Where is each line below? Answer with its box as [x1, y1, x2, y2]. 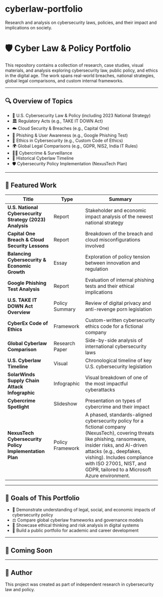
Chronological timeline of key [85, 357, 152, 364]
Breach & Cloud [7, 236, 45, 243]
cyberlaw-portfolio [5, 3, 83, 15]
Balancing [7, 250, 32, 257]
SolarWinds [7, 371, 35, 378]
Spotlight [7, 403, 29, 410]
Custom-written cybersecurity [85, 317, 155, 323]
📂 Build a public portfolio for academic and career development [12, 528, 139, 534]
